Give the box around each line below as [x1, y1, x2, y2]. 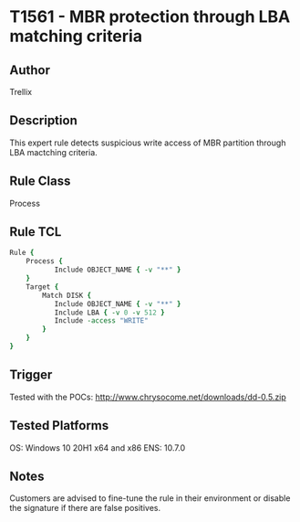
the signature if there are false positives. [9, 503, 161, 514]
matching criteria [9, 26, 143, 47]
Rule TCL [9, 224, 62, 240]
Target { [26, 282, 59, 292]
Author [9, 62, 50, 78]
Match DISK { [42, 291, 92, 300]
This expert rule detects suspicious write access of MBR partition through [9, 137, 286, 148]
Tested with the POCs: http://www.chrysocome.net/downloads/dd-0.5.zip [9, 391, 287, 402]
